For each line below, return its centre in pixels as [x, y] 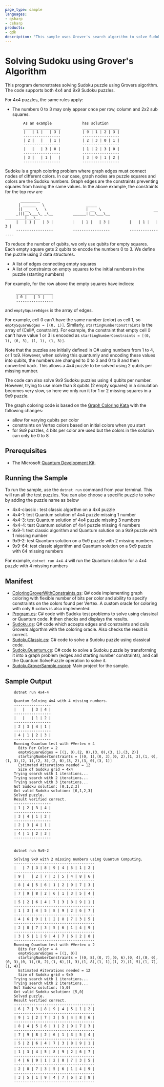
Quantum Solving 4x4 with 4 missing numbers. [61, 701]
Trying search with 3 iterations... [51, 782]
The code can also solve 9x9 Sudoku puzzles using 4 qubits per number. [79, 380]
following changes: [24, 410]
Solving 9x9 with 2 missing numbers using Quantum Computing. [78, 859]
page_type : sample [24, 10]
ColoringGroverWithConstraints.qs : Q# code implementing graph [77, 593]
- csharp [14, 23]
